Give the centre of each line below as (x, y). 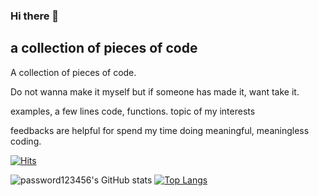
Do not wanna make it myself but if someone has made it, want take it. (155, 91)
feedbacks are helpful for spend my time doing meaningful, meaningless (160, 130)
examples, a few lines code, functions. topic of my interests (133, 111)
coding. (26, 141)
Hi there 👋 (35, 16)
